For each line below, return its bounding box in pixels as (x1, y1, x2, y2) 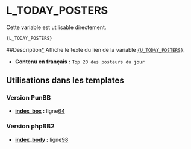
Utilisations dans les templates (6, 75, 125, 86)
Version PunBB (6, 94, 51, 102)
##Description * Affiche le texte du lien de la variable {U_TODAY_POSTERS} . (6, 46, 185, 53)
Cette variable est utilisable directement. (6, 24, 107, 31)
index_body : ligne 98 (14, 136, 69, 143)
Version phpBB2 (6, 122, 55, 130)
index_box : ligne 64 (14, 107, 65, 115)
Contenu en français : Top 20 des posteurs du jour (14, 58, 145, 65)
